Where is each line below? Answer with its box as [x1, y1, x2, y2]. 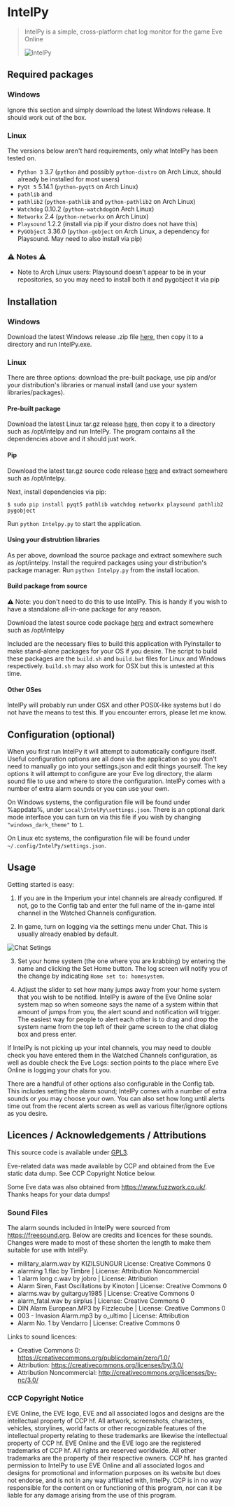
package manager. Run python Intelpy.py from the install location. [7, 565, 200, 574]
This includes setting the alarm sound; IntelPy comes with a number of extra [7, 1086, 227, 1095]
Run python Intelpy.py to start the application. [7, 519, 142, 527]
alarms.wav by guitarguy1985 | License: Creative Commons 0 [17, 1289, 194, 1297]
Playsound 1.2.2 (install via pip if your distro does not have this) [17, 219, 198, 228]
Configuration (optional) [7, 728, 115, 740]
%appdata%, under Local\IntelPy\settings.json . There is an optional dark [7, 806, 225, 814]
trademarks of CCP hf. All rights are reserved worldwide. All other [7, 1446, 197, 1455]
